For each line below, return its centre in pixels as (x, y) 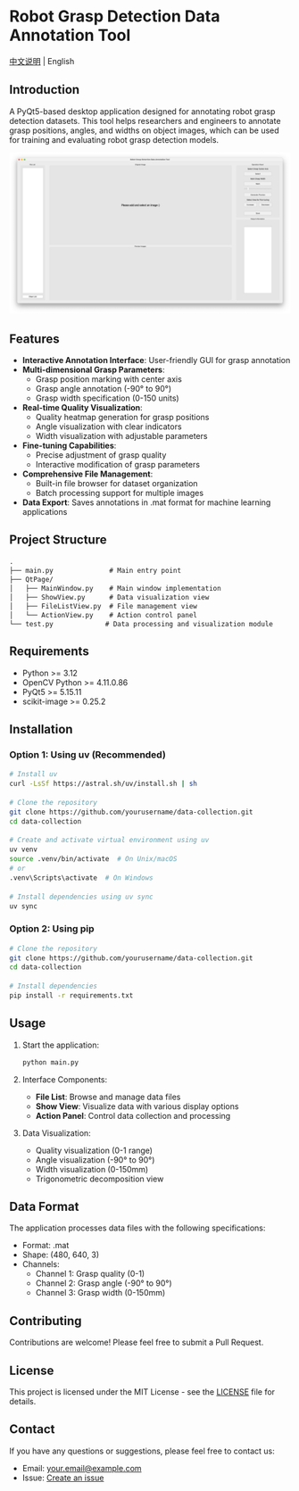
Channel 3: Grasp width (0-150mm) (100, 1293)
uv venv (24, 849)
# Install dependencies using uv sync (81, 897)
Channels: (41, 1264)
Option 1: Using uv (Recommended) (88, 754)
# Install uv (33, 774)
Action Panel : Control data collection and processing (133, 1115)
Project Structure (58, 540)
